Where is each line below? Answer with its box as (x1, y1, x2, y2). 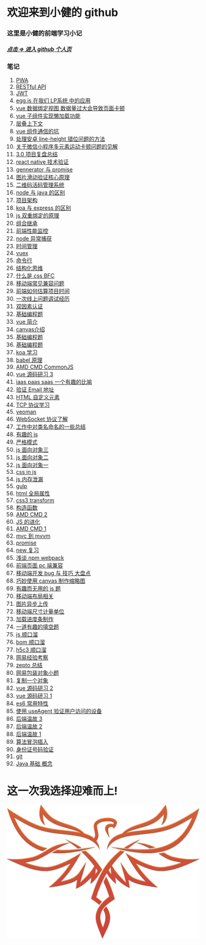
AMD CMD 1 (15, 525, 46, 532)
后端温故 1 (15, 730, 42, 738)
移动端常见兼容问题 (15, 280, 65, 287)
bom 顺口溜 (15, 638, 45, 646)
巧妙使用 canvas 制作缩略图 (15, 577, 86, 584)
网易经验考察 (15, 654, 48, 661)
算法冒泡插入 (15, 738, 48, 746)
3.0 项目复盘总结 (15, 151, 58, 158)
